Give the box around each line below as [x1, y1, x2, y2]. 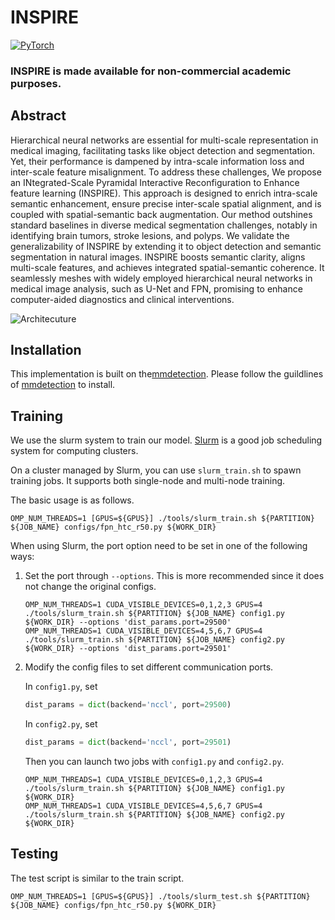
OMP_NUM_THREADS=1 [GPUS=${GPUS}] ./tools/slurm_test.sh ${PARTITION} [10, 891, 311, 901]
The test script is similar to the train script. [10, 872, 185, 884]
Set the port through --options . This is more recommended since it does [24, 570, 325, 582]
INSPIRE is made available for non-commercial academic [10, 64, 292, 78]
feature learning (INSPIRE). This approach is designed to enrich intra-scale [10, 187, 318, 199]
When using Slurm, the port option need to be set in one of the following [10, 540, 308, 552]
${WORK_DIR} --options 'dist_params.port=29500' [24, 617, 232, 628]
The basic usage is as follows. [10, 494, 135, 506]
